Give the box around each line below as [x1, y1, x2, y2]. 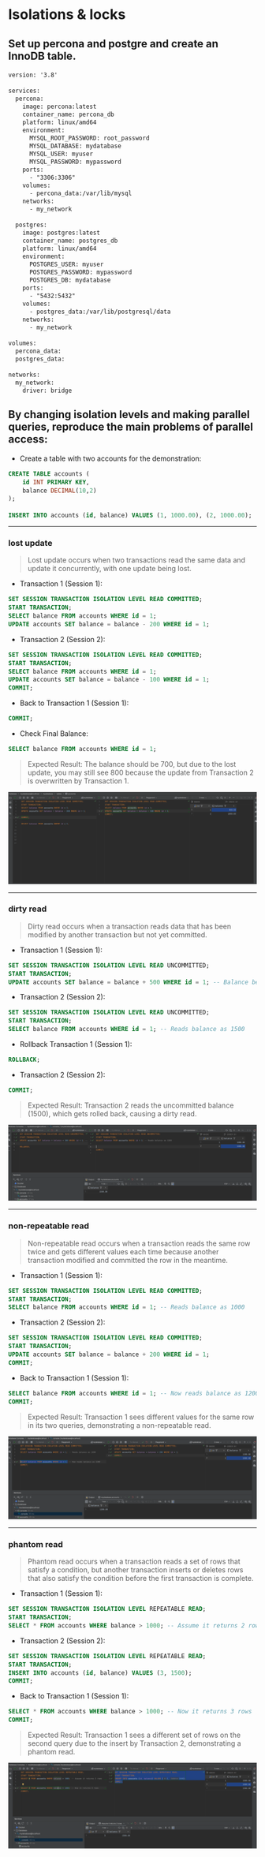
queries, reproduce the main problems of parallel [8, 420, 254, 434]
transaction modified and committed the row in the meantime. [27, 1255, 229, 1265]
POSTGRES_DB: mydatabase [28, 276, 111, 284]
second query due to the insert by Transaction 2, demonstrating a [27, 1739, 242, 1748]
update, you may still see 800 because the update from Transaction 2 [27, 768, 254, 777]
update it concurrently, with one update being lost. [27, 564, 192, 574]
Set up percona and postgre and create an [8, 37, 219, 50]
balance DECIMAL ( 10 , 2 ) [22, 487, 97, 495]
